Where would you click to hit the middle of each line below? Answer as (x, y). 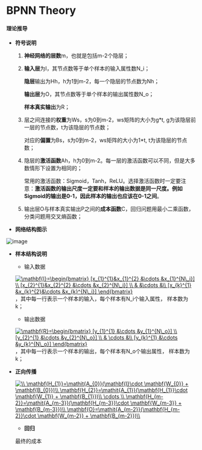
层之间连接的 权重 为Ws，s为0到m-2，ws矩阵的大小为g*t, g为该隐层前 (110, 120)
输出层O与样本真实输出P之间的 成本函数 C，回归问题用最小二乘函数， (109, 209)
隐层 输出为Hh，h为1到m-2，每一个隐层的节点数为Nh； (92, 82)
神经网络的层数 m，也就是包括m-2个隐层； (76, 56)
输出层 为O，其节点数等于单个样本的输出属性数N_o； (89, 94)
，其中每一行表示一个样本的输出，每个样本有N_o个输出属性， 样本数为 (103, 352)
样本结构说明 (31, 254)
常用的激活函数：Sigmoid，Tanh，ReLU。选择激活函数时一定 (100, 181)
